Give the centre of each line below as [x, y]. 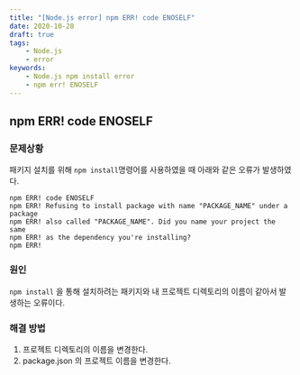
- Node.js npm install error [80, 77]
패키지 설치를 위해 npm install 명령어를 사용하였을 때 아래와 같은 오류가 [135, 170]
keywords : [28, 69]
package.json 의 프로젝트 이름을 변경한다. [96, 361]
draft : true [32, 34]
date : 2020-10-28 [42, 26]
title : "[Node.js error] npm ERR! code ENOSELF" [102, 18]
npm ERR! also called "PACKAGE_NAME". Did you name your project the [143, 222]
